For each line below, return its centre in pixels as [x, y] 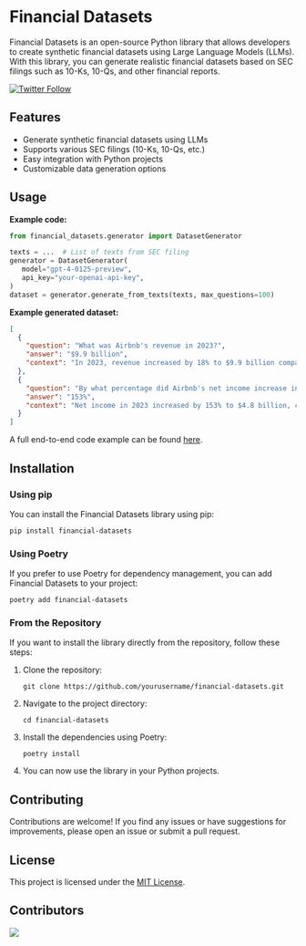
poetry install [51, 754]
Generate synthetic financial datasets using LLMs [115, 140]
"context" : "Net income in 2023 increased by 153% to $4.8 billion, [158, 405]
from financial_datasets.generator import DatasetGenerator [126, 236]
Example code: [38, 219]
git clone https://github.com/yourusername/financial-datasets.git [153, 687]
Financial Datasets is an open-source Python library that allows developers [150, 42]
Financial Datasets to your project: [74, 583]
